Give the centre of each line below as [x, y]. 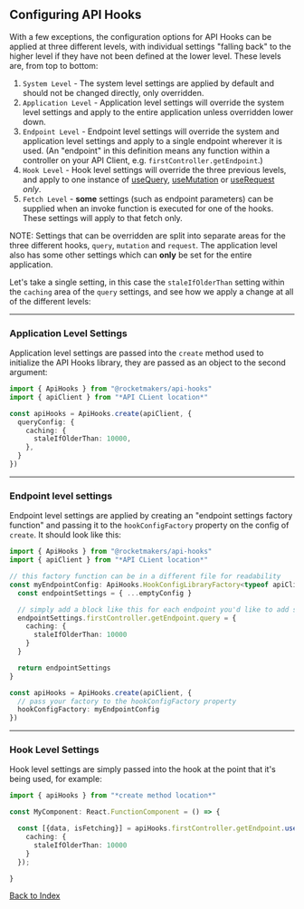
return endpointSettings [64, 668]
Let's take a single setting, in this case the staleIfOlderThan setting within [147, 282]
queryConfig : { [46, 422]
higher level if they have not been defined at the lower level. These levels [146, 56]
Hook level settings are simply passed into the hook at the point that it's [142, 769]
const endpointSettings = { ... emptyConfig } [105, 593]
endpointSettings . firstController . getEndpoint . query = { [127, 618]
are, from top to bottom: [54, 65]
